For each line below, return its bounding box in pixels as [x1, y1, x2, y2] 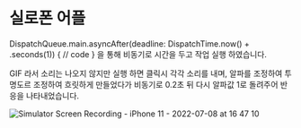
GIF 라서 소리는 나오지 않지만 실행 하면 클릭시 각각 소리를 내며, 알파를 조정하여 [9, 68, 283, 79]
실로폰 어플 [9, 8, 86, 29]
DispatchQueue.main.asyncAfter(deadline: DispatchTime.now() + [9, 38, 250, 49]
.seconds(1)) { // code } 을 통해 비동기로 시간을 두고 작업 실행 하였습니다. [9, 48, 268, 59]
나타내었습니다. [25, 90, 79, 101]
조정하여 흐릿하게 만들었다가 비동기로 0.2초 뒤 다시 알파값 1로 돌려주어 [32, 79, 279, 90]
